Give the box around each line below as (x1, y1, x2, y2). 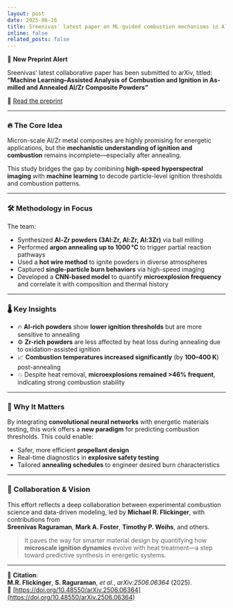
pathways (17, 250, 46, 258)
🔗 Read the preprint (7, 97, 63, 105)
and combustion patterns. (7, 179, 81, 188)
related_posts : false (7, 36, 70, 43)
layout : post (7, 10, 45, 17)
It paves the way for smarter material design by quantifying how (24, 536, 207, 544)
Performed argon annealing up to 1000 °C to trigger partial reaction (17, 243, 212, 251)
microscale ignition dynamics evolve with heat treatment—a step (24, 543, 213, 552)
